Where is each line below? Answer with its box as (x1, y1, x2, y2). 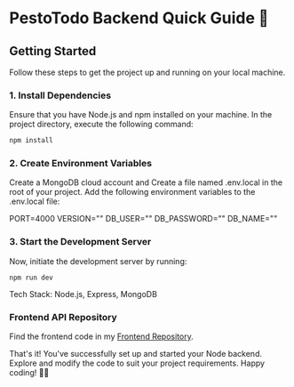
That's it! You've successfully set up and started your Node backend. (9, 349, 262, 359)
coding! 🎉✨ (9, 367, 50, 378)
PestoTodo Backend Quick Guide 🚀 (9, 8, 269, 28)
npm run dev (9, 273, 53, 282)
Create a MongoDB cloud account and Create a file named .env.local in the (9, 177, 282, 188)
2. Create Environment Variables (9, 157, 153, 170)
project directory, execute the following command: (9, 119, 194, 130)
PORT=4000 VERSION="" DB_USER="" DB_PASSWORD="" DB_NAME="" (9, 214, 278, 224)
